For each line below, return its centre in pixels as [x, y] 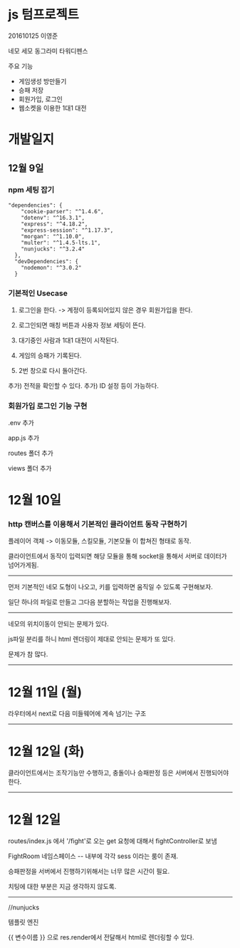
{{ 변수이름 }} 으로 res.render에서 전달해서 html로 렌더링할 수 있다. [101, 937]
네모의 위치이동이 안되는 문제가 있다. [58, 623]
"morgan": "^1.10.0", [53, 236]
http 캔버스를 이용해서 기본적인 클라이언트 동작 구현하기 [98, 524]
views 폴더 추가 [30, 469]
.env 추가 [21, 423]
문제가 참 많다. [28, 654]
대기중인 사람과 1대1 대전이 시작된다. [69, 340]
